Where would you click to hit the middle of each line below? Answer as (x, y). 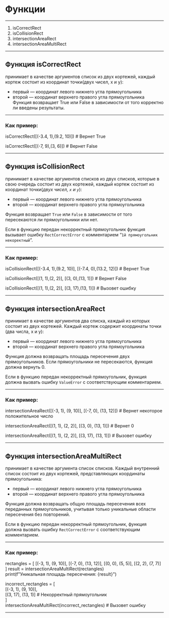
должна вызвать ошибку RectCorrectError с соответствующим (73, 529)
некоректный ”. (19, 240)
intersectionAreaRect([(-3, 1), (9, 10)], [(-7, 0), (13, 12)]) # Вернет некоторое (84, 411)
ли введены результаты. (38, 108)
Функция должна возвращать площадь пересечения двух (67, 356)
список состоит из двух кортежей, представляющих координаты (75, 474)
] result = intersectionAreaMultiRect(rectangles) (55, 569)
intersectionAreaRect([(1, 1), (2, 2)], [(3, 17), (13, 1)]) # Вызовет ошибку (78, 435)
